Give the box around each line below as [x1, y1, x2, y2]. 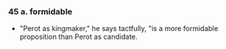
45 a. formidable [8, 6, 73, 17]
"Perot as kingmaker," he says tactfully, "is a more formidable [19, 24, 219, 33]
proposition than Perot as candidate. [19, 32, 138, 41]
